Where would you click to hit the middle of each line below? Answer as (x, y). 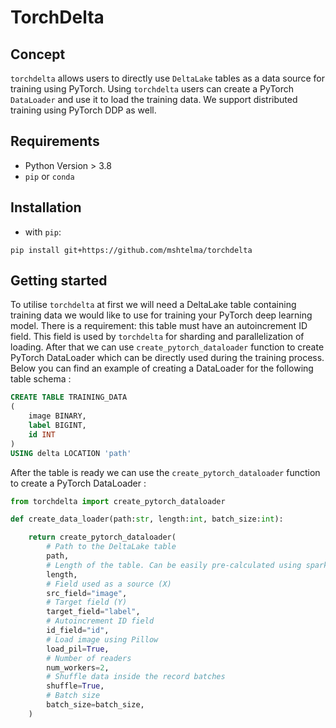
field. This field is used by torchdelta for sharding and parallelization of (157, 337)
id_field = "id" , (78, 631)
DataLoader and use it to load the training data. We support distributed (154, 99)
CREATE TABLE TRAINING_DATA (69, 397)
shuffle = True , (75, 686)
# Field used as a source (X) (109, 584)
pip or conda (49, 176)
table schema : (41, 379)
